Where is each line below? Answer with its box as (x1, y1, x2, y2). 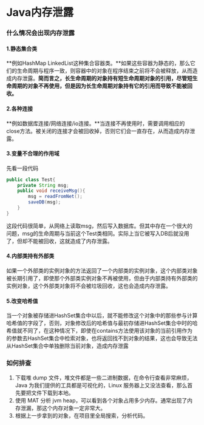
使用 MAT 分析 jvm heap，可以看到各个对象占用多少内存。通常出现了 (15, 396, 188, 404)
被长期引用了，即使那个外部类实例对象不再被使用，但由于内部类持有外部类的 (6, 274, 198, 282)
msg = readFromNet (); (28, 194, 83, 200)
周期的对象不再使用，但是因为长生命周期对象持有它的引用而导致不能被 (11, 83, 187, 90)
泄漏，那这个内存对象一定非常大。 (20, 404, 106, 412)
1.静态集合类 (6, 45, 38, 52)
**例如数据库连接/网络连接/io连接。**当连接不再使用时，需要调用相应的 (6, 120, 185, 127)
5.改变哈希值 (6, 297, 38, 304)
